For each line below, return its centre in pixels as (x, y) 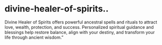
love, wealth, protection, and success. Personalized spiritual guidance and (79, 27)
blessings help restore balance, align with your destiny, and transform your (80, 32)
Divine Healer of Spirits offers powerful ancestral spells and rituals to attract (81, 22)
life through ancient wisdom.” (34, 37)
